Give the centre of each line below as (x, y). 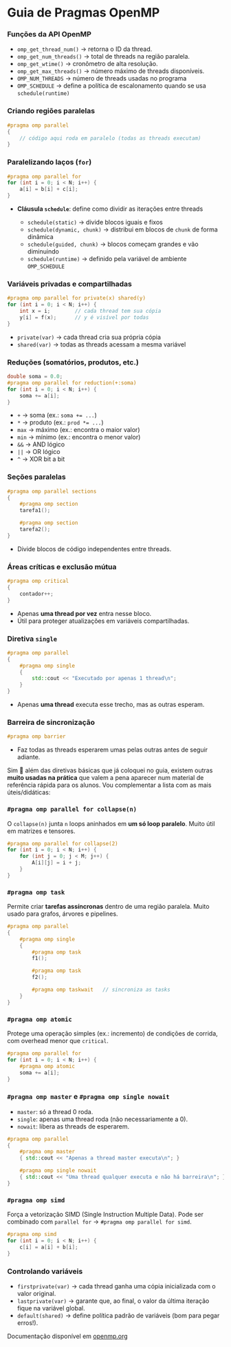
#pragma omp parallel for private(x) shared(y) (77, 298)
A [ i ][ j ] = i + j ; (56, 863)
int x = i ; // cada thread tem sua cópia (90, 311)
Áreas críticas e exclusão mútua (62, 566)
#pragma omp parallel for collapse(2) (63, 843)
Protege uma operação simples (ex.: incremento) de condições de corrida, (112, 1034)
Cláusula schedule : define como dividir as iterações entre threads (110, 209)
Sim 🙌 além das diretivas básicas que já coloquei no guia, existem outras (110, 770)
